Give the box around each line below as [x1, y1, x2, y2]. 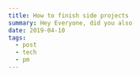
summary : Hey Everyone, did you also [8, 19, 133, 27]
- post [15, 41, 37, 49]
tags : [8, 33, 26, 42]
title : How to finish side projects [8, 11, 129, 20]
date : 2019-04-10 [8, 26, 66, 34]
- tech [15, 48, 37, 56]
